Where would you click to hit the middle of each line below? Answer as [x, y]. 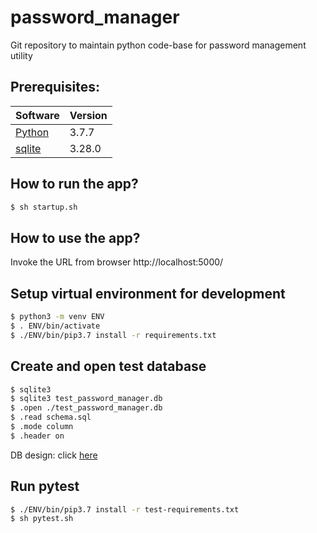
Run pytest [45, 486]
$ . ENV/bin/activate [55, 326]
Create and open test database [108, 366]
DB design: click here [54, 455]
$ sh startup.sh [44, 207]
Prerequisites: [55, 87]
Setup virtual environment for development [148, 293]
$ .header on [37, 436]
